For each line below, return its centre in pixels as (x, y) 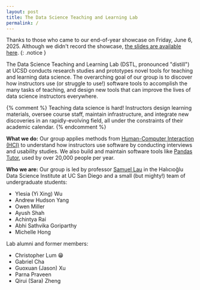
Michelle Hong (33, 232)
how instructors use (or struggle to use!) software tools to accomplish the (97, 83)
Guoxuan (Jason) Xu (40, 268)
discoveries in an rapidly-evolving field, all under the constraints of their (95, 121)
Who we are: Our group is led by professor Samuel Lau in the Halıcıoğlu (95, 169)
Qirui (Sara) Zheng (38, 281)
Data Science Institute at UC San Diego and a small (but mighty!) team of (96, 176)
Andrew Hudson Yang (42, 200)
